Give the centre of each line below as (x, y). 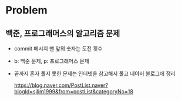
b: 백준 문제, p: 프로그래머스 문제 (51, 61)
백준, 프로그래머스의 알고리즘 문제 (63, 33)
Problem (26, 10)
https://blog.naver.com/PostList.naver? (61, 85)
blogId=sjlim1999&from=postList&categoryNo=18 (73, 91)
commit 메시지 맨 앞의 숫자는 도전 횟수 (58, 48)
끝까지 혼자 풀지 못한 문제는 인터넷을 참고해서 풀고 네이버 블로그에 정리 (95, 73)
